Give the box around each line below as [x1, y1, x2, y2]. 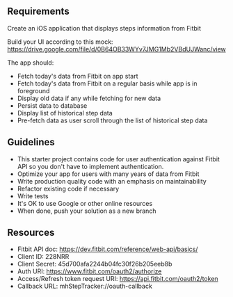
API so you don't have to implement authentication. [17, 162, 164, 170]
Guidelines [7, 136, 55, 148]
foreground [17, 86, 50, 95]
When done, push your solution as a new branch [17, 207, 156, 215]
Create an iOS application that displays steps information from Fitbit [7, 24, 202, 32]
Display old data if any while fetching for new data [17, 94, 161, 102]
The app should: [7, 58, 54, 67]
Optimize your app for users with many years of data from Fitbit [17, 170, 200, 178]
